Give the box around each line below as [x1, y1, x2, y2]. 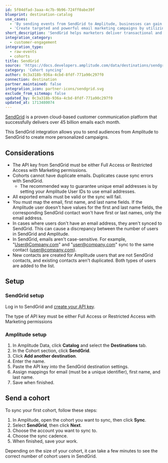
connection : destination [5, 77, 57, 82]
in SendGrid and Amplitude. [12, 231, 69, 237]
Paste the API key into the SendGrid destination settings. [12, 363, 129, 370]
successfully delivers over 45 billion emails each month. [5, 119, 121, 125]
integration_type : [5, 44, 43, 49]
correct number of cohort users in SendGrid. [5, 453, 97, 459]
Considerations [5, 148, 54, 157]
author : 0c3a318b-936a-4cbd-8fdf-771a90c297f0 [5, 72, 104, 77]
